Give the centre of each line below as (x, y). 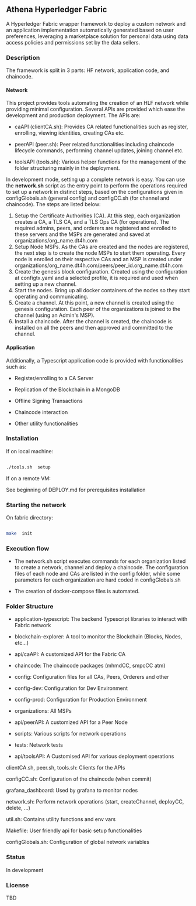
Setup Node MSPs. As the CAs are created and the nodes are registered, (102, 247)
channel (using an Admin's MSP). (55, 315)
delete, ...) (18, 808)
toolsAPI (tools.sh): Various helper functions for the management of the (100, 162)
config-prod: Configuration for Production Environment (80, 700)
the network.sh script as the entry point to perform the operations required (97, 186)
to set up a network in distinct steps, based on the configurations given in (94, 192)
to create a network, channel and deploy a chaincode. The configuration (101, 567)
